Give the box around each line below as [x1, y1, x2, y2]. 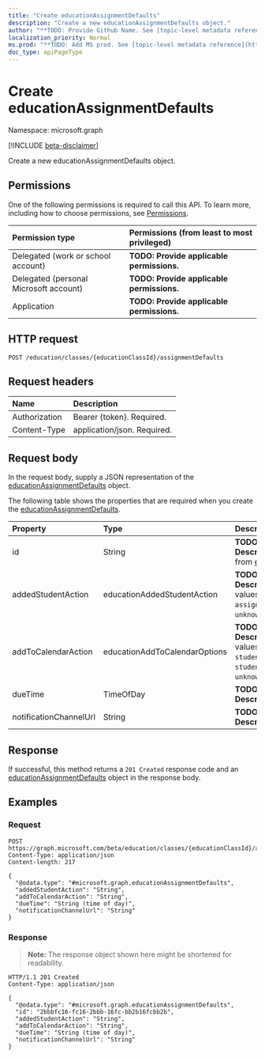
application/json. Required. [73, 425, 172, 436]
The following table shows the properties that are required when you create [8, 496, 254, 506]
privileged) [129, 236, 172, 247]
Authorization [12, 412, 62, 423]
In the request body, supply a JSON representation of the [8, 472, 195, 482]
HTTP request [8, 333, 79, 346]
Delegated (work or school [12, 250, 111, 261]
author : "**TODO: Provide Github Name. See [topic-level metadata [8, 26, 231, 34]
